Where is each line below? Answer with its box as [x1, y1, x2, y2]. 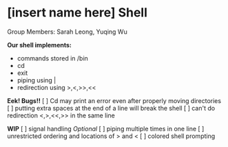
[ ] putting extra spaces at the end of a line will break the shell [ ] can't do [7, 104, 216, 112]
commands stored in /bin [17, 54, 88, 63]
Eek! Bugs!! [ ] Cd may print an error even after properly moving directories [7, 96, 222, 104]
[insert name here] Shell [7, 5, 148, 21]
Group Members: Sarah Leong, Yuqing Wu [7, 27, 127, 36]
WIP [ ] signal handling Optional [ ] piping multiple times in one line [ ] [7, 124, 205, 133]
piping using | [17, 76, 56, 84]
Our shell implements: [7, 41, 72, 49]
